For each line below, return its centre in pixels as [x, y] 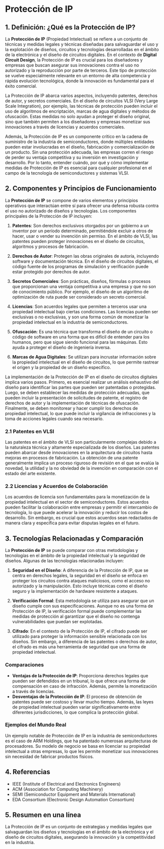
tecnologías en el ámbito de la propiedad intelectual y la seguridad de [75, 556]
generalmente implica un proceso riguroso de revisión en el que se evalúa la [82, 463]
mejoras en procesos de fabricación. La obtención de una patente [71, 458]
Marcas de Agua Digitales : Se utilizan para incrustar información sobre [84, 357]
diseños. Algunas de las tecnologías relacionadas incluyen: [64, 561]
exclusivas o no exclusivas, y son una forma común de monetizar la [80, 317]
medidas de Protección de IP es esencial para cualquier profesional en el [79, 168]
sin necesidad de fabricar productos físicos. [49, 757]
